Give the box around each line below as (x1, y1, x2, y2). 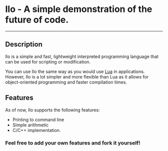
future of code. (5, 14, 69, 25)
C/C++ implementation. (12, 127, 61, 133)
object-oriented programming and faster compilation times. (5, 79, 127, 85)
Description (5, 40, 42, 48)
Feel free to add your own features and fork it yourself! (5, 139, 141, 146)
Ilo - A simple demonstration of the (5, 3, 152, 15)
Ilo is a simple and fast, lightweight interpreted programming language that (5, 53, 159, 59)
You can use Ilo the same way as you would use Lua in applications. (5, 68, 145, 74)
